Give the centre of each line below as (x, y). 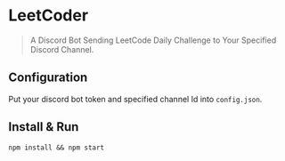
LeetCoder (49, 16)
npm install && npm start (56, 148)
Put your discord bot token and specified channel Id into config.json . (135, 99)
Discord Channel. (62, 49)
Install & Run (44, 127)
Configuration (48, 78)
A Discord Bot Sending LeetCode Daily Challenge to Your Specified (153, 40)
